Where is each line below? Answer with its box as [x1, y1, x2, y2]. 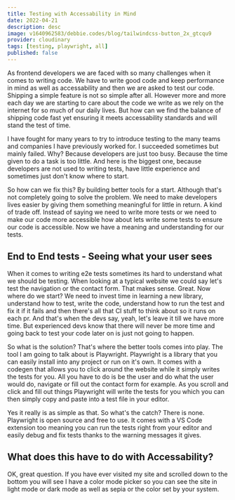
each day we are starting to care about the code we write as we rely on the [7, 98, 224, 107]
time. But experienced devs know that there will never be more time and [7, 321, 215, 330]
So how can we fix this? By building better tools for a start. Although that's [7, 185, 222, 194]
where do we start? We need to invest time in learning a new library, [7, 291, 203, 300]
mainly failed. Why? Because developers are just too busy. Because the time [7, 149, 228, 158]
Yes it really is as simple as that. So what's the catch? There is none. [7, 408, 205, 416]
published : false [7, 50, 58, 57]
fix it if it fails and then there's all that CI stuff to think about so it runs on [7, 306, 216, 315]
